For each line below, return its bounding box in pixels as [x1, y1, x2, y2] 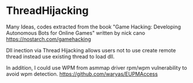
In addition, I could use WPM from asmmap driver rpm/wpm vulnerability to [6, 64, 187, 71]
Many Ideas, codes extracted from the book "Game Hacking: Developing [6, 23, 181, 30]
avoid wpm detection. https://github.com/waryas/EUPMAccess [6, 70, 158, 77]
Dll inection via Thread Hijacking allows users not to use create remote [6, 46, 177, 53]
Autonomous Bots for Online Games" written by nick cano [6, 29, 145, 36]
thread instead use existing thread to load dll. [6, 53, 115, 60]
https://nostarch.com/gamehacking [6, 35, 92, 42]
